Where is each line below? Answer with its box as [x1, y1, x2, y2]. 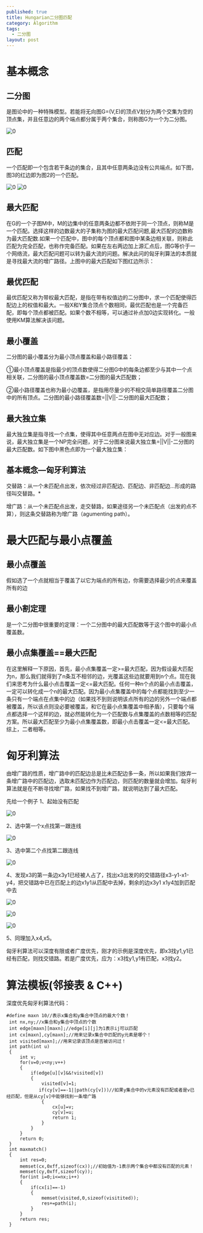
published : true [6, 8, 47, 15]
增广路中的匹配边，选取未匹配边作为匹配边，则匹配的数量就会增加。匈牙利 [11, 777, 197, 785]
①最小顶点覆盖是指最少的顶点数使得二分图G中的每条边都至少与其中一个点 [6, 366, 192, 374]
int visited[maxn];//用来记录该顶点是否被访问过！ [8, 1038, 126, 1044]
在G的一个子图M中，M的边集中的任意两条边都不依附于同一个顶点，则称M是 [6, 219, 195, 227]
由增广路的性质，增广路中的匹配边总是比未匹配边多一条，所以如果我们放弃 [6, 770, 192, 777]
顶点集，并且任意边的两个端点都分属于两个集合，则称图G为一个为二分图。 [6, 115, 190, 123]
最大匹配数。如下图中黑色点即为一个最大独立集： [6, 445, 128, 453]
